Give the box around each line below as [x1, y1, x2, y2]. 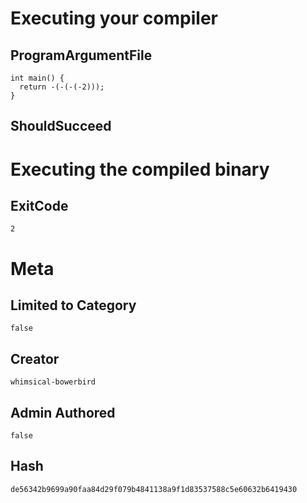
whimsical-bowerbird [10, 377, 97, 387]
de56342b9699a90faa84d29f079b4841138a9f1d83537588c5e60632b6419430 [10, 484, 298, 494]
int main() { [10, 73, 65, 83]
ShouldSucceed [10, 118, 112, 135]
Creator [10, 350, 60, 367]
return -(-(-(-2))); [19, 82, 105, 92]
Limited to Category [10, 297, 137, 314]
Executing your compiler [10, 7, 218, 30]
